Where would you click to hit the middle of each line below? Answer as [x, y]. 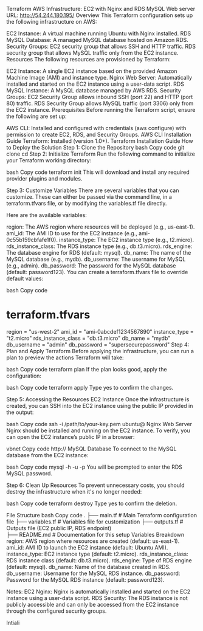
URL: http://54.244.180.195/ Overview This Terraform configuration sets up [100, 15]
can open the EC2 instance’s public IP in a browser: [71, 436]
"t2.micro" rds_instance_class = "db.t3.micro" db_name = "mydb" [88, 338]
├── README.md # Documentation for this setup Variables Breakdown [95, 534]
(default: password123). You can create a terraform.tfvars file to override [97, 272]
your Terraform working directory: [49, 160]
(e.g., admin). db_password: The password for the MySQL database [91, 266]
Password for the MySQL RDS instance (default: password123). [85, 579]
